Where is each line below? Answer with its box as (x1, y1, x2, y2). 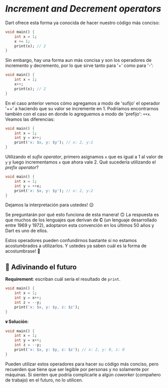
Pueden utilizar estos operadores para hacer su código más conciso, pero (5, 361, 159, 367)
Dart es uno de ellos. (5, 227, 48, 234)
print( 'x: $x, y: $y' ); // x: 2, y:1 (14, 140, 94, 145)
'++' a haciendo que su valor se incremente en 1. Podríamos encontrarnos (5, 105, 159, 111)
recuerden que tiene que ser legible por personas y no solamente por (5, 366, 149, 372)
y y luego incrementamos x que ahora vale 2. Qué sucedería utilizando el (5, 159, 156, 165)
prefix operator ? (5, 165, 39, 171)
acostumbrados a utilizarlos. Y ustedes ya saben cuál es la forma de (5, 243, 147, 249)
